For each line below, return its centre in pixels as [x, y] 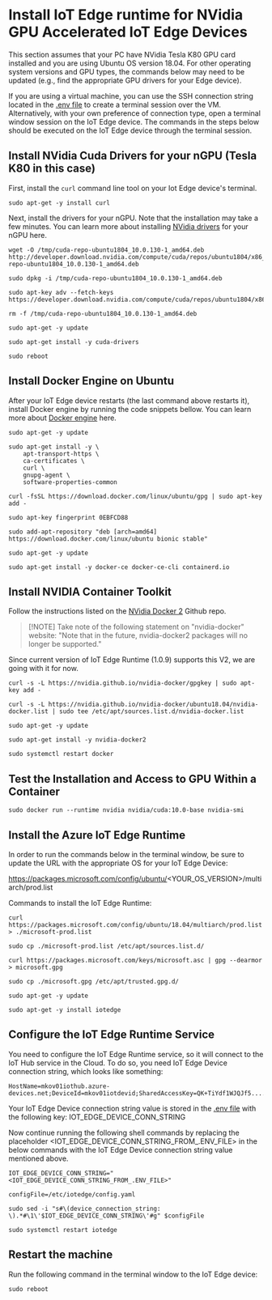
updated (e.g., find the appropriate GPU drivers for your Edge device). [125, 80]
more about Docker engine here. [63, 418]
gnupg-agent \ [47, 475]
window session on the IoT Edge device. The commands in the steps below [134, 121]
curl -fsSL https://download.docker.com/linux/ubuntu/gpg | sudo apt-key [136, 496]
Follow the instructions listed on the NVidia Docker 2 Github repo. [117, 611]
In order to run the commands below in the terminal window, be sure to [126, 854]
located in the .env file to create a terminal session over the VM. [115, 104]
